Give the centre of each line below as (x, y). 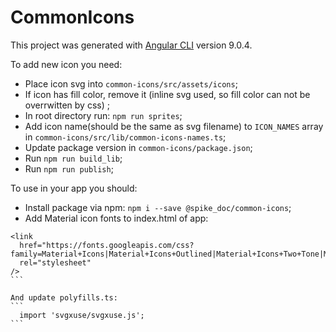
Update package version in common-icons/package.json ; (138, 147)
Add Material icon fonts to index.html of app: (116, 218)
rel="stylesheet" (55, 262)
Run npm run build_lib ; (73, 158)
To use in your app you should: (74, 188)
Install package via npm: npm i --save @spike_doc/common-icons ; (158, 207)
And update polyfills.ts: (64, 297)
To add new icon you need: (66, 64)
